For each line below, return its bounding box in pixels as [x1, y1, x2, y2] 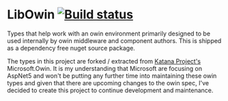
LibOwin [7, 7, 55, 23]
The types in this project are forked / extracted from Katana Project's [7, 57, 201, 65]
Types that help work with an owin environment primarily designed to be [7, 29, 210, 38]
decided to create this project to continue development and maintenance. [7, 86, 214, 94]
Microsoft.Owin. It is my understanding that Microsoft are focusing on [7, 64, 203, 72]
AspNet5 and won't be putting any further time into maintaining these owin [7, 72, 217, 80]
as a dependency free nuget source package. [7, 44, 135, 52]
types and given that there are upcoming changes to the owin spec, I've [7, 78, 210, 87]
